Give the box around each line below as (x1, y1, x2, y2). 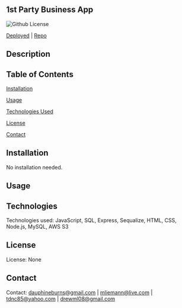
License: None (6, 256, 41, 263)
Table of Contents (6, 69, 74, 79)
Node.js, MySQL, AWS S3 (6, 223, 69, 230)
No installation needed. (6, 163, 63, 171)
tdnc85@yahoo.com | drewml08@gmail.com (6, 295, 116, 302)
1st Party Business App (6, 5, 94, 15)
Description (6, 49, 50, 59)
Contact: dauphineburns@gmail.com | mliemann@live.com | (6, 288, 153, 296)
